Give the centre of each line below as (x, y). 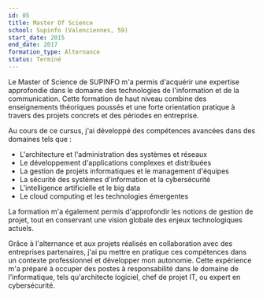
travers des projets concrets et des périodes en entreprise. (104, 115)
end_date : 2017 (33, 45)
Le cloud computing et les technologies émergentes (104, 196)
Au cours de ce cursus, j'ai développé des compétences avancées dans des (132, 130)
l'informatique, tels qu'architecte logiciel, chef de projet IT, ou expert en (124, 277)
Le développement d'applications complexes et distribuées (115, 162)
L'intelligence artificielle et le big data (80, 188)
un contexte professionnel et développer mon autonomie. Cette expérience (130, 260)
